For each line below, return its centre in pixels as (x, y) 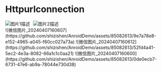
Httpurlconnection (45, 9)
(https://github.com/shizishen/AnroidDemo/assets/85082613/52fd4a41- (80, 47)
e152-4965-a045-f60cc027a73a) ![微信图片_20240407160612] (71, 42)
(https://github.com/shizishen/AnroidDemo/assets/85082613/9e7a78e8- (81, 36)
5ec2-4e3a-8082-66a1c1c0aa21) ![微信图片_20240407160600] (71, 53)
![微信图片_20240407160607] (36, 30)
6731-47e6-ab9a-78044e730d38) (41, 64)
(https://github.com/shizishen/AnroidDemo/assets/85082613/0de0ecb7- (81, 59)
